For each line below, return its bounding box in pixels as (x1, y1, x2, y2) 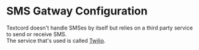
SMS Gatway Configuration (6, 4, 148, 18)
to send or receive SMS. (6, 30, 67, 37)
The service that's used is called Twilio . (6, 37, 106, 44)
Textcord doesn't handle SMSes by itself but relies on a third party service (6, 24, 194, 31)
